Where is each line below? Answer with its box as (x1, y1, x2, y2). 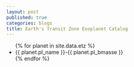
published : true (6, 14, 47, 21)
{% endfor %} (14, 55, 50, 62)
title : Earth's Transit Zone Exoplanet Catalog (6, 25, 129, 32)
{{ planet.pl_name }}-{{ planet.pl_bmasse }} (14, 49, 124, 56)
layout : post (6, 8, 39, 15)
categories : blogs (6, 20, 53, 26)
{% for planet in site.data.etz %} (14, 42, 95, 49)
